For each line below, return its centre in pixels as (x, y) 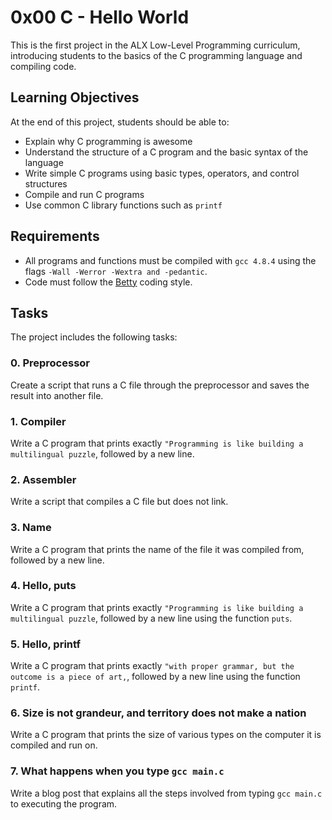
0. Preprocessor (50, 363)
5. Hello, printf (45, 644)
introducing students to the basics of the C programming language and (156, 55)
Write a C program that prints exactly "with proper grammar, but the (152, 666)
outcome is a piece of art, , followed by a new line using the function (155, 677)
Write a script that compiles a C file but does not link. (119, 502)
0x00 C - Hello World (100, 17)
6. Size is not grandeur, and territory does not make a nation (158, 713)
